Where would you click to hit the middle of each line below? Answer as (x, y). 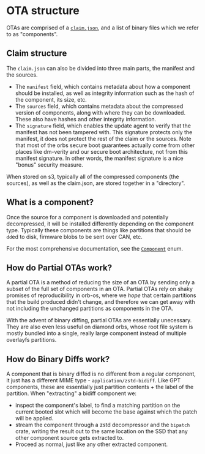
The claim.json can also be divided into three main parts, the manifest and (100, 68)
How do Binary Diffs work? (58, 359)
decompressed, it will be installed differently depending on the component (100, 224)
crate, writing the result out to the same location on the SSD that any (101, 431)
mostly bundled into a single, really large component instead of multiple (96, 333)
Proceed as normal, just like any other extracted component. (91, 444)
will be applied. (34, 418)
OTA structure (43, 11)
